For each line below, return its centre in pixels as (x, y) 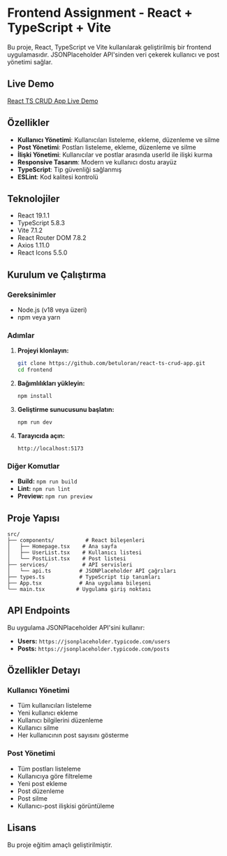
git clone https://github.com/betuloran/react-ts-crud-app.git (111, 364)
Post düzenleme (41, 791)
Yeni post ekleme (42, 783)
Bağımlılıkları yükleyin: (51, 383)
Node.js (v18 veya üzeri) (52, 310)
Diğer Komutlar (34, 466)
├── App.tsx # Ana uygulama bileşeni (79, 583)
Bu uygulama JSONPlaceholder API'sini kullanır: (76, 627)
